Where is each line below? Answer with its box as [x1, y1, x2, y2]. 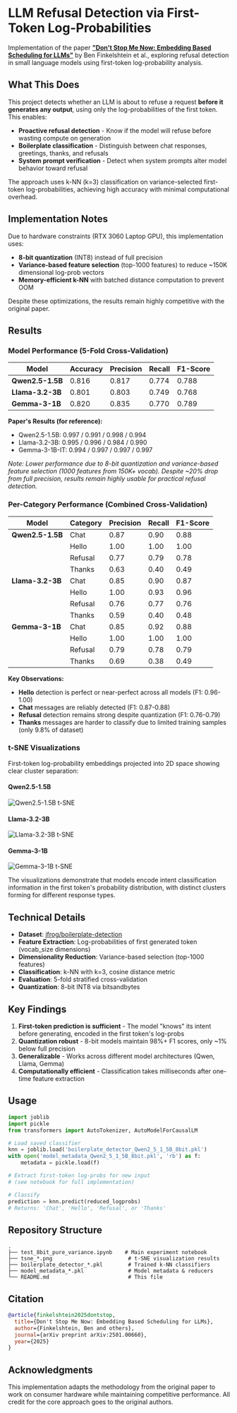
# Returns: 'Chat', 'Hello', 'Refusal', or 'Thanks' [8, 1205, 166, 1212]
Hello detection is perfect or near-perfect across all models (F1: [18, 687, 203, 697]
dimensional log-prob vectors [18, 268, 104, 276]
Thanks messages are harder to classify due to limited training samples [18, 718, 226, 726]
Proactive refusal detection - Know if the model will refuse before [18, 126, 212, 135]
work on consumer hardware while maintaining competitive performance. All [8, 1390, 231, 1399]
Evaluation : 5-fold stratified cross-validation [18, 975, 147, 983]
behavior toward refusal [18, 164, 88, 172]
